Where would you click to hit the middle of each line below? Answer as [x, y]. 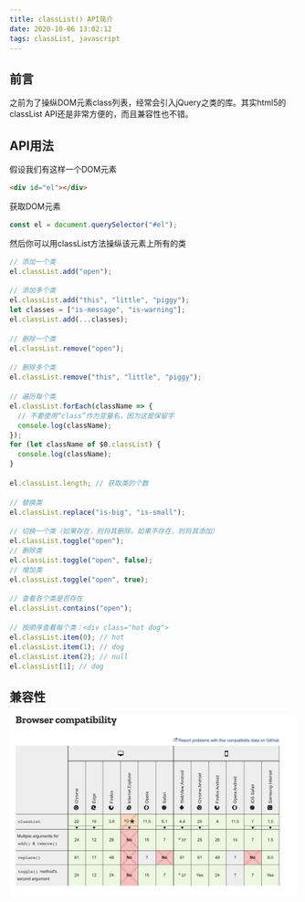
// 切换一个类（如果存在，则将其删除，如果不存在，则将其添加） [114, 531]
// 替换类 [26, 502]
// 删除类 [26, 551]
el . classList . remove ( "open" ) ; [67, 348]
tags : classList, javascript [65, 38]
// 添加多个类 [33, 291]
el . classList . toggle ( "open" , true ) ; [79, 580]
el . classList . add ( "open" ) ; [61, 271]
